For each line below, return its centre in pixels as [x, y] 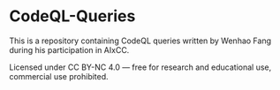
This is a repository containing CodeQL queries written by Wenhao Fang [140, 41]
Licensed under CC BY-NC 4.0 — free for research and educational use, [140, 67]
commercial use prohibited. [59, 76]
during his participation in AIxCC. [69, 49]
